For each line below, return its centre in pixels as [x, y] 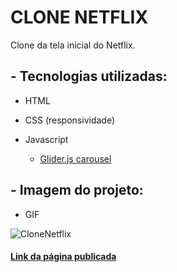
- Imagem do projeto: [77, 190]
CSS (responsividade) [70, 120]
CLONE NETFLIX [79, 17]
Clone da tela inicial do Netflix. [73, 45]
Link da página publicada [63, 257]
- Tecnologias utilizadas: [89, 76]
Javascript [46, 139]
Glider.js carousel [75, 158]
